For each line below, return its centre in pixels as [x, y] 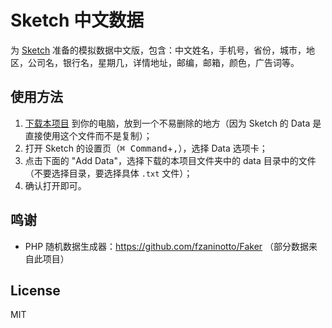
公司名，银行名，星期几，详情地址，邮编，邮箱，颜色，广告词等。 [163, 62]
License [35, 290]
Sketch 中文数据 [77, 20]
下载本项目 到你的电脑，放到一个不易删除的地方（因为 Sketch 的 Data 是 [173, 123]
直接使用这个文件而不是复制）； [88, 135]
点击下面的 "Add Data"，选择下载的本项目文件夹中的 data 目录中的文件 [170, 160]
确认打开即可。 [55, 185]
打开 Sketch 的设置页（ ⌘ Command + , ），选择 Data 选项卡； [146, 148]
